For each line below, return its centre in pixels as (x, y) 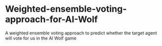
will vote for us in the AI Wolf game (41, 38)
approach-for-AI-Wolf (51, 19)
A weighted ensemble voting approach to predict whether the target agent (81, 33)
